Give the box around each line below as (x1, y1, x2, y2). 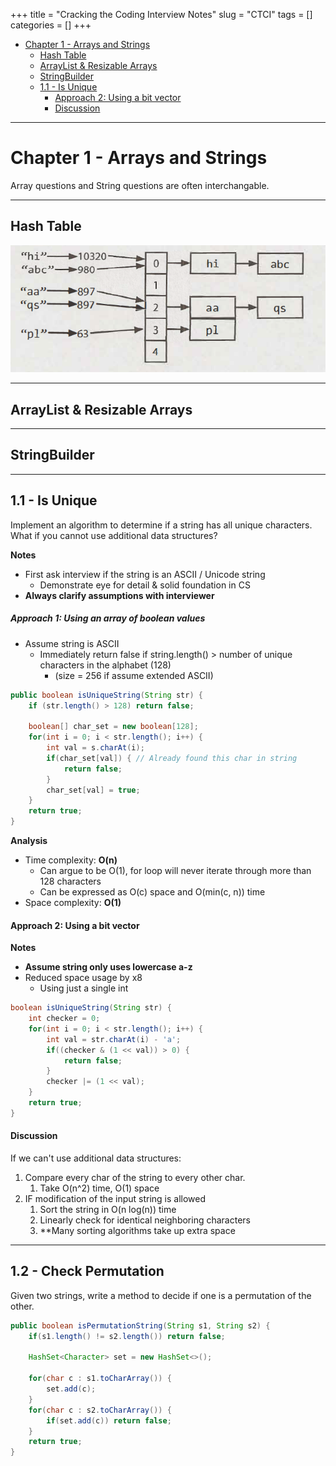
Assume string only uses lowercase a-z (24, 961, 193, 973)
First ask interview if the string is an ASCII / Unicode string (24, 568, 266, 580)
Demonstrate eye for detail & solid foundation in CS (39, 579, 251, 591)
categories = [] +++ (10, 19, 92, 31)
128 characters (39, 875, 102, 888)
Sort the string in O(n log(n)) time (39, 1204, 177, 1216)
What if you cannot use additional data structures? (10, 529, 218, 541)
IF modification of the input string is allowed (24, 1193, 207, 1205)
